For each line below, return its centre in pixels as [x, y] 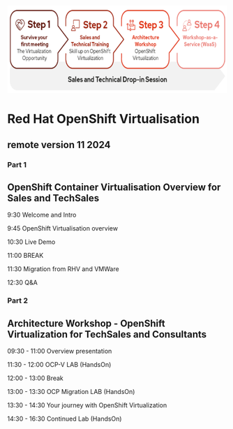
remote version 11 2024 [59, 145]
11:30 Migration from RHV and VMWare [63, 269]
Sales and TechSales [53, 198]
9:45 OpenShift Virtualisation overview [63, 228]
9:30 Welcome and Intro [42, 215]
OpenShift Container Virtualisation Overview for [114, 187]
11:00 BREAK [25, 256]
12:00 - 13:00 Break [36, 378]
